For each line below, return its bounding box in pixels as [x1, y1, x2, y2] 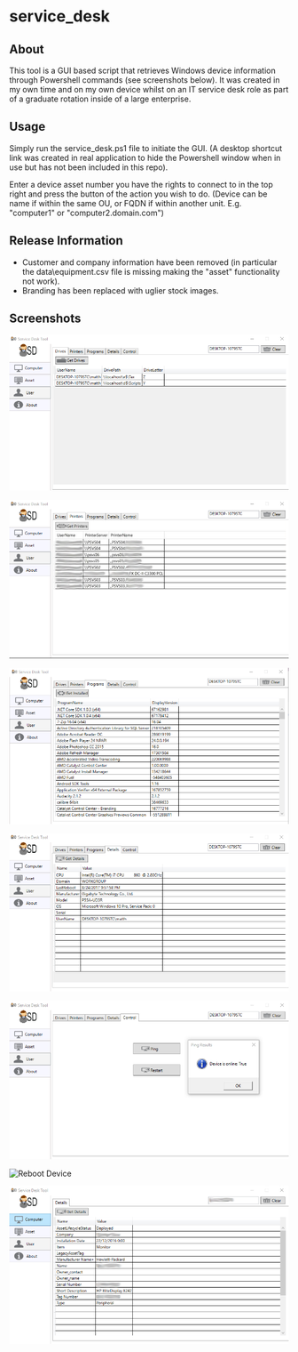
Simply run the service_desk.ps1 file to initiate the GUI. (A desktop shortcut [9, 142, 282, 153]
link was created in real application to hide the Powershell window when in [9, 152, 281, 163]
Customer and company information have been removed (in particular [21, 256, 278, 268]
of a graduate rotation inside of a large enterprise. [9, 93, 192, 104]
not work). [21, 276, 60, 286]
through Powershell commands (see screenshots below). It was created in [9, 75, 281, 85]
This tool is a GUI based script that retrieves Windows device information [9, 65, 277, 76]
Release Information [9, 233, 124, 248]
